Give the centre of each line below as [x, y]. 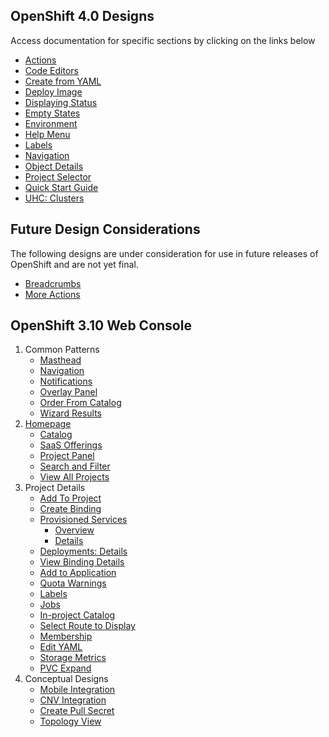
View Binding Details [82, 562]
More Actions [52, 294]
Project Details [55, 488]
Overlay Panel [68, 392]
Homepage [48, 424]
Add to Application [78, 573]
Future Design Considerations [105, 229]
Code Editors [51, 70]
